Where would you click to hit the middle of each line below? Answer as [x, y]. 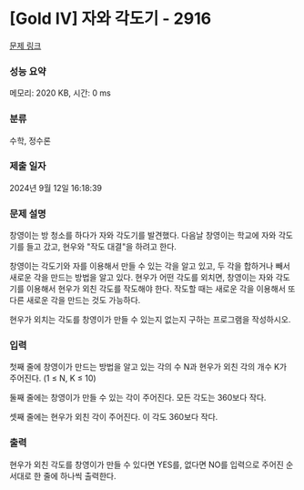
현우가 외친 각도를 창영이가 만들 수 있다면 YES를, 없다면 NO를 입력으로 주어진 [147, 464]
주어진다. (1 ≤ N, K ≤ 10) [53, 378]
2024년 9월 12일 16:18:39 [56, 188]
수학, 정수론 [30, 140]
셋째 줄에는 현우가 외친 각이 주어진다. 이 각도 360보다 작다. [114, 417]
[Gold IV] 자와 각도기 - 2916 [111, 19]
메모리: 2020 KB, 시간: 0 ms [60, 93]
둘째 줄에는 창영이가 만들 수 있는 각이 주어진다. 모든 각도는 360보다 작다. [138, 398]
